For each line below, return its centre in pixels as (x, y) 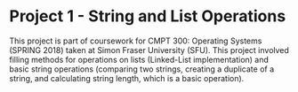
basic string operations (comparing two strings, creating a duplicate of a (142, 69)
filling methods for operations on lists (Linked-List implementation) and (139, 59)
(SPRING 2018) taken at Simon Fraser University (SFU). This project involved (149, 50)
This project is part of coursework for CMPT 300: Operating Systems (136, 41)
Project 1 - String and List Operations (148, 16)
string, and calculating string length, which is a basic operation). (127, 78)
